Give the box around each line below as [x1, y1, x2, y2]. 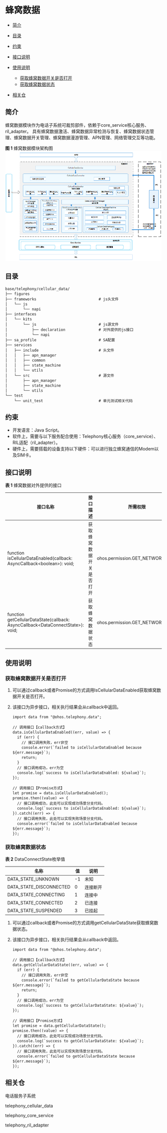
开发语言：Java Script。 [12, 427, 62, 433]
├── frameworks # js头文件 [5, 296, 119, 302]
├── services [5, 342, 32, 347]
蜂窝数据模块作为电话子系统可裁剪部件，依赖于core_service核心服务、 [5, 122, 149, 128]
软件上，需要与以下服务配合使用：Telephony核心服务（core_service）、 [12, 434, 159, 440]
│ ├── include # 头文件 [5, 348, 114, 353]
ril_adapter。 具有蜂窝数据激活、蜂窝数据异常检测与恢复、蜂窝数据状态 [5, 128, 150, 134]
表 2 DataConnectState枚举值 [5, 856, 66, 862]
